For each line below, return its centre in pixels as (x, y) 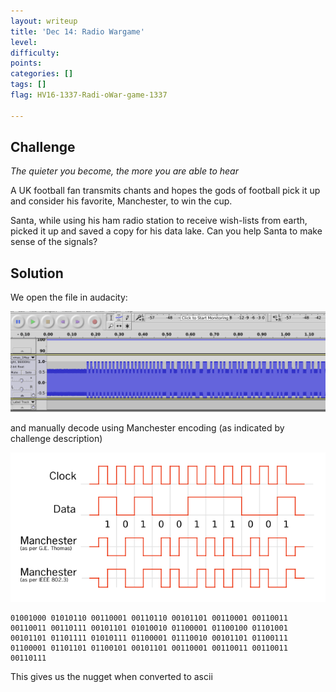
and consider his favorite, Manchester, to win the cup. (121, 201)
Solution (37, 273)
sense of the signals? (54, 242)
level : (24, 42)
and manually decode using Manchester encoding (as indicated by (147, 427)
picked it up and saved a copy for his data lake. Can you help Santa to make (166, 231)
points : (26, 63)
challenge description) (56, 438)
